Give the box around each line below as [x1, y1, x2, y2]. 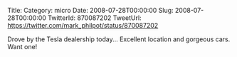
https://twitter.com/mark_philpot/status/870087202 [7, 21, 159, 29]
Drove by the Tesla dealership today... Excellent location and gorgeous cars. [7, 35, 231, 43]
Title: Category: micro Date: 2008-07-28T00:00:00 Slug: [7, 6, 174, 14]
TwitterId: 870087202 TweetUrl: [47, 14, 142, 22]
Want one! [7, 43, 38, 51]
